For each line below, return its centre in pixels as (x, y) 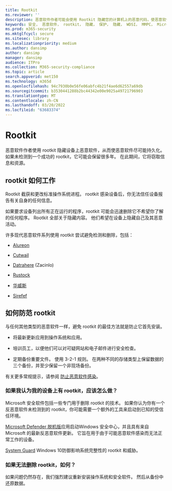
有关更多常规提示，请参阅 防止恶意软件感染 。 (53, 376)
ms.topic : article (25, 72)
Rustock (21, 275)
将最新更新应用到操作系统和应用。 (49, 337)
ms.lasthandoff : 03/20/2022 (35, 105)
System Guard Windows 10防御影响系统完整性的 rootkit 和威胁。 (73, 450)
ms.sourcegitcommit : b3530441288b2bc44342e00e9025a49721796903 (74, 91)
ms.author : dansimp (26, 48)
